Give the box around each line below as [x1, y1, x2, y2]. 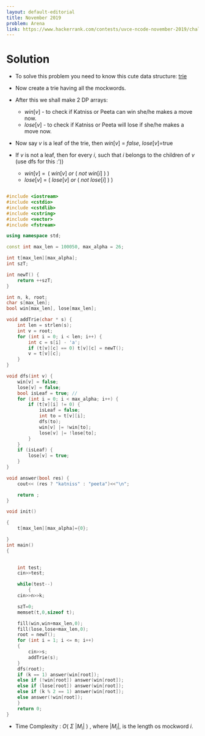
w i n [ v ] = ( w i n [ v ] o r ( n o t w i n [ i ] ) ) [24, 169, 110, 177]
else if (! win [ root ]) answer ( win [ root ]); [17, 677, 124, 683]
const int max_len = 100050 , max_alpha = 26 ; [6, 244, 124, 250]
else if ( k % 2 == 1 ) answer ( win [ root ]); [17, 689, 124, 695]
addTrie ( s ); [28, 654, 59, 661]
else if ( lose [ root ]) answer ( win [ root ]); [17, 683, 124, 689]
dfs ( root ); [17, 666, 45, 672]
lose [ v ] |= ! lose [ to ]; [38, 429, 97, 436]
